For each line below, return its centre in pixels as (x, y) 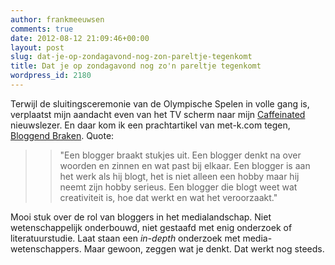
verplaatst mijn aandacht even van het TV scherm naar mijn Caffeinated (158, 114)
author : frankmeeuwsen (57, 19)
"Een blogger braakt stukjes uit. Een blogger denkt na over (180, 155)
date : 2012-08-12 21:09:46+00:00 (80, 38)
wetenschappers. (46, 248)
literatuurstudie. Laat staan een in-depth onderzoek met (125, 238)
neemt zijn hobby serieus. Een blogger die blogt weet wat (178, 187)
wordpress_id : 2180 (51, 76)
